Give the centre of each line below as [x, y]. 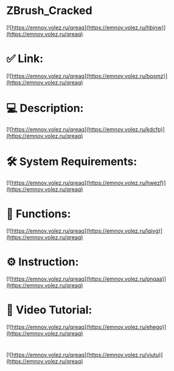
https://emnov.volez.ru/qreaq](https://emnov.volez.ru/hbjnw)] [89, 27]
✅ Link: [25, 59]
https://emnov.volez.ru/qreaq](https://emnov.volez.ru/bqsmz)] [90, 76]
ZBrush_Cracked [49, 11]
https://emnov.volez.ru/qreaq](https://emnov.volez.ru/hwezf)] [89, 182]
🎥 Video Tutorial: [49, 310]
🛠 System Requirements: [72, 162]
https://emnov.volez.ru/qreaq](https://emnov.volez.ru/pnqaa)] [89, 279]
